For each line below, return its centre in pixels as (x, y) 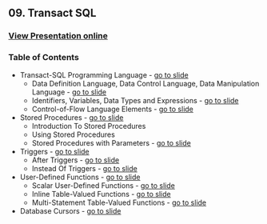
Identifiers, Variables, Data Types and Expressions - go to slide (135, 100)
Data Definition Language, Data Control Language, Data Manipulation (145, 83)
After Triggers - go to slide (76, 160)
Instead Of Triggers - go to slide (84, 168)
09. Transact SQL (52, 13)
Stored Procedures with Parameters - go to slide (112, 142)
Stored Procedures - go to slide (72, 117)
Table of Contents (44, 58)
